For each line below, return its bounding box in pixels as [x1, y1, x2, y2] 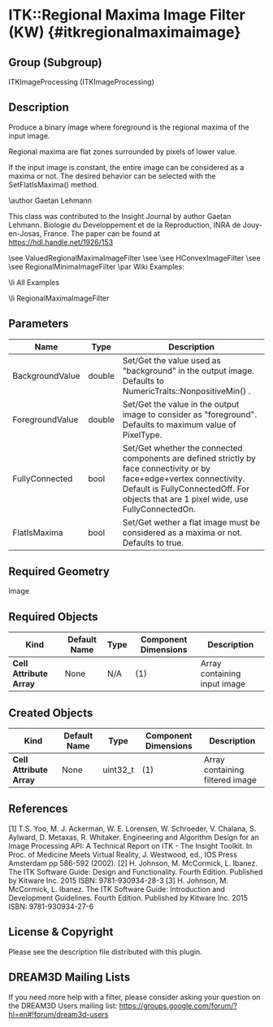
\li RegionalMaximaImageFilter [8, 293, 110, 303]
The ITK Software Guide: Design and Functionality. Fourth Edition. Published [8, 867, 263, 876]
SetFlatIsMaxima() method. [8, 179, 99, 189]
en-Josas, [8, 228, 42, 238]
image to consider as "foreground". [122, 409, 258, 420]
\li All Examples [8, 277, 59, 287]
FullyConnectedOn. [122, 503, 197, 515]
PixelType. [122, 429, 162, 441]
